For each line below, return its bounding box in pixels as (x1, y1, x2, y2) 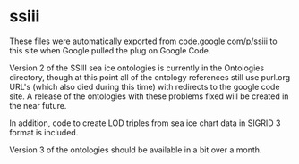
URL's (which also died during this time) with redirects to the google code (9, 81, 280, 92)
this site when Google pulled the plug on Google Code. (9, 45, 211, 55)
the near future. (9, 100, 67, 111)
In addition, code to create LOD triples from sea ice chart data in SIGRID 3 (9, 118, 281, 128)
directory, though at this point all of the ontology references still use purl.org (9, 71, 291, 82)
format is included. (9, 127, 79, 137)
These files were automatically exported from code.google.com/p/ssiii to (9, 36, 278, 46)
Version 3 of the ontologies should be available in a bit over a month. (9, 144, 262, 155)
